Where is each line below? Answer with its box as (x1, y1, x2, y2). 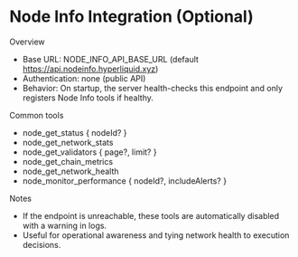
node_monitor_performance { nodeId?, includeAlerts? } (22, 175, 228, 186)
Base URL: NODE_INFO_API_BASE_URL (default (22, 53, 199, 64)
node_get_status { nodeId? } (22, 127, 128, 138)
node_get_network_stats (22, 137, 114, 148)
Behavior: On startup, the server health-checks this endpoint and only (22, 82, 283, 93)
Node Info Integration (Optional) (9, 6, 255, 27)
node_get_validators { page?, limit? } (22, 147, 157, 157)
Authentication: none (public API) (22, 72, 146, 83)
